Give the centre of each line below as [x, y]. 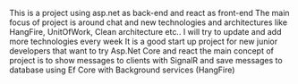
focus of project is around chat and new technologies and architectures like [149, 22]
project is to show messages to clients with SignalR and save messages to [146, 60]
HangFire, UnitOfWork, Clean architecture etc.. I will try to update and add [145, 32]
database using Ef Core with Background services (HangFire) [122, 70]
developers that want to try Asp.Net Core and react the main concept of [142, 51]
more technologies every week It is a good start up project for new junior [144, 41]
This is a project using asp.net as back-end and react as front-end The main [149, 13]
